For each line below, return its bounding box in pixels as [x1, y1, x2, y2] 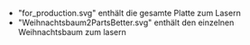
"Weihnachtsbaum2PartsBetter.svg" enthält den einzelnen [17, 17, 235, 28]
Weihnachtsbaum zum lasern [17, 27, 126, 37]
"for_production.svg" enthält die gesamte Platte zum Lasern [17, 8, 241, 18]
